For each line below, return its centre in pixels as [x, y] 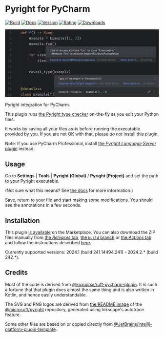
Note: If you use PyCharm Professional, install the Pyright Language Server [81, 144]
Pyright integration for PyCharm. [38, 105]
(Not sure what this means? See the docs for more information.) [69, 190]
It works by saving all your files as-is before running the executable [73, 129]
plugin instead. [20, 149]
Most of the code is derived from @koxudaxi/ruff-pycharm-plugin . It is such [81, 284]
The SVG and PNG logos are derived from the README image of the [74, 304]
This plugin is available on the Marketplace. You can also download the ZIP [80, 232]
